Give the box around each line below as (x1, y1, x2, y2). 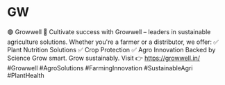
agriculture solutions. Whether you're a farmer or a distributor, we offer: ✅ (7, 38, 219, 46)
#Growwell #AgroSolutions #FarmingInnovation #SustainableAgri (7, 63, 193, 72)
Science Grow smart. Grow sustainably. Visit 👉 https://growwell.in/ (7, 54, 200, 62)
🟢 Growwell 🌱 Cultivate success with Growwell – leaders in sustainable (7, 27, 211, 36)
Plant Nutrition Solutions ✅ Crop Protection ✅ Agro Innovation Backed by (7, 45, 216, 54)
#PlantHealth (7, 71, 44, 79)
